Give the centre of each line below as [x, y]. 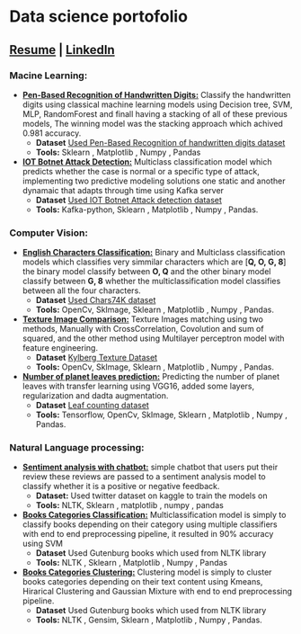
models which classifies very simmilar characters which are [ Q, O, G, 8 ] [154, 262]
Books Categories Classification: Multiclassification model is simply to [154, 515]
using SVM [42, 544]
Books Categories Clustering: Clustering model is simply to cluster [147, 572]
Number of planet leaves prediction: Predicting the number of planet [151, 377]
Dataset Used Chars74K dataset [96, 300]
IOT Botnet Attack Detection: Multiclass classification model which [147, 161]
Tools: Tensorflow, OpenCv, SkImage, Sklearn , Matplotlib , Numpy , [161, 415]
